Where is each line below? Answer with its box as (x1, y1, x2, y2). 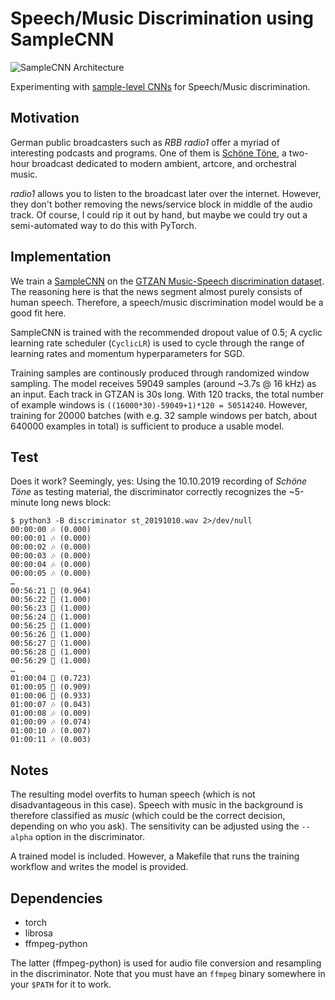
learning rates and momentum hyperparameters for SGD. (10, 347, 245, 359)
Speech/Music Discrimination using (10, 7, 314, 30)
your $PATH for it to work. (10, 978, 112, 990)
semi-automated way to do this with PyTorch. (10, 219, 197, 231)
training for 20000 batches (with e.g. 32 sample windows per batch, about (10, 409, 318, 421)
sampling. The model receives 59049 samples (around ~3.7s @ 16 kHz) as (10, 377, 317, 389)
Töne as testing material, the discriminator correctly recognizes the (10, 486, 287, 498)
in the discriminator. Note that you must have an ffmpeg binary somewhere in (10, 968, 326, 979)
